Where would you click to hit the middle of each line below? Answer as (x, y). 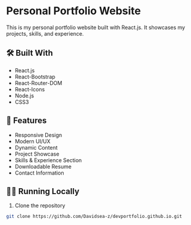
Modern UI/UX (32, 141)
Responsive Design (38, 135)
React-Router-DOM (38, 83)
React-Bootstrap (35, 77)
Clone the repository (40, 205)
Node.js (24, 96)
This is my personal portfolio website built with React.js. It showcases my (96, 27)
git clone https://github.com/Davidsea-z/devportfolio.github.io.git (94, 217)
